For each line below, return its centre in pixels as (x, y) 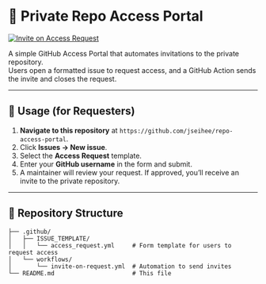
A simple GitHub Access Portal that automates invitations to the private (124, 53)
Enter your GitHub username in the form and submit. (106, 164)
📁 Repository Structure (66, 213)
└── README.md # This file (90, 273)
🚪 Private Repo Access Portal (106, 16)
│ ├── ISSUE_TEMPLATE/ (49, 238)
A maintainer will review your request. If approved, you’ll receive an (129, 172)
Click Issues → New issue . (63, 147)
